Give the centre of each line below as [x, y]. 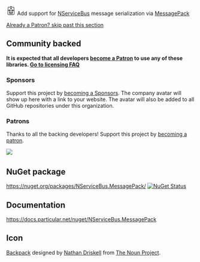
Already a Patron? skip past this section [55, 25]
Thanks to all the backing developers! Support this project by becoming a [97, 134]
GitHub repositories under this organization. [60, 106]
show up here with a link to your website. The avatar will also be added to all [100, 99]
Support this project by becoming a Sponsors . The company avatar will [94, 93]
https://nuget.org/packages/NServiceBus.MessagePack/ [76, 186]
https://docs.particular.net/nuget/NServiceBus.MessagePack [81, 220]
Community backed [44, 44]
